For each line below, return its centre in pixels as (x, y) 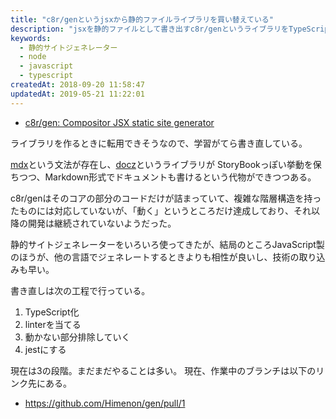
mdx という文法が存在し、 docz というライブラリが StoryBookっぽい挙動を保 (166, 164)
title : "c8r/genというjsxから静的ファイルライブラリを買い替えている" (142, 19)
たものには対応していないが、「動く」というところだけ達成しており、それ (161, 210)
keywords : (31, 38)
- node (33, 57)
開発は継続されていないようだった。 (102, 223)
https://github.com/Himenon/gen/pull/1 (105, 403)
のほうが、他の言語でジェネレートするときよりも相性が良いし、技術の (155, 257)
